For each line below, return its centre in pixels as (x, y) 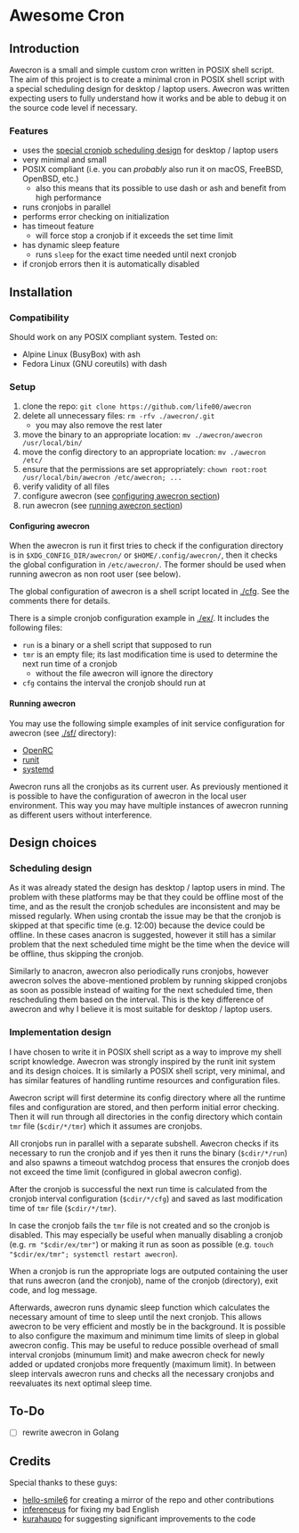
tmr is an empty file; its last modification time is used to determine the (150, 655)
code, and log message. (53, 1289)
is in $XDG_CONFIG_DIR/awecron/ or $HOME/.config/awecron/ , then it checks (143, 555)
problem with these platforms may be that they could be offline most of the (146, 897)
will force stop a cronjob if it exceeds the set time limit (134, 236)
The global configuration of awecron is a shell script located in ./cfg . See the (149, 592)
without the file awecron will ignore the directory (124, 674)
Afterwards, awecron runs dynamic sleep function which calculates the (140, 1307)
